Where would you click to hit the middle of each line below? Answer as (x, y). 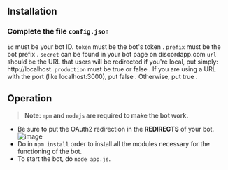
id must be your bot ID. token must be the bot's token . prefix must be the (114, 47)
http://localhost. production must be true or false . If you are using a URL (112, 69)
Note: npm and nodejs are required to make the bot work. (106, 115)
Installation (32, 12)
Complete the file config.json (58, 31)
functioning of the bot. (50, 151)
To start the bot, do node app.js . (64, 158)
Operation (30, 98)
